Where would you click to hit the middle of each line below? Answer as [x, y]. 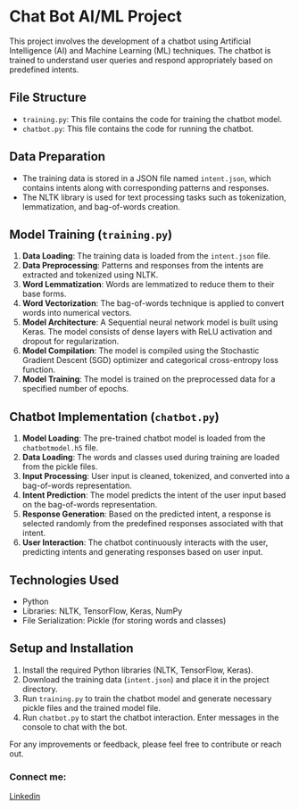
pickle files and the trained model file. [91, 707]
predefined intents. [44, 70]
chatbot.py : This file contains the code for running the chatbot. [138, 128]
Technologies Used [64, 580]
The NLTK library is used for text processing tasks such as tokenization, [154, 197]
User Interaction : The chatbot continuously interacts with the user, [145, 542]
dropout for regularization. [71, 342]
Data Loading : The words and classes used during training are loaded [151, 458]
